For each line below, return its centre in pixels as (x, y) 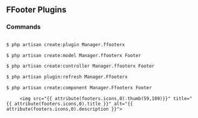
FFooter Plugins (36, 10)
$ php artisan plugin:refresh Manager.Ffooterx (67, 77)
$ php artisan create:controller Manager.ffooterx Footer (80, 66)
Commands (23, 27)
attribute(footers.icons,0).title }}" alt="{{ (74, 104)
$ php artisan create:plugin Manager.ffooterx (66, 44)
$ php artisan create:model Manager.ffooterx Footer (74, 55)
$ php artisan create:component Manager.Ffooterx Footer (79, 88)
